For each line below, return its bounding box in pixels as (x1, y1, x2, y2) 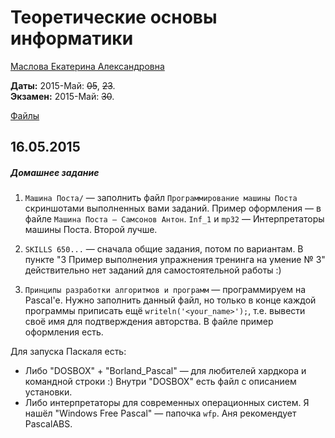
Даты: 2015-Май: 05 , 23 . (10, 79, 116, 91)
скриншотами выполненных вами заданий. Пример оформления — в (24, 202, 322, 215)
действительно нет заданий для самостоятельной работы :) (24, 264, 282, 276)
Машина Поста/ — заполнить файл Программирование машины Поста (24, 192, 298, 204)
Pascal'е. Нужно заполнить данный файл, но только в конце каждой (24, 294, 317, 306)
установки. (24, 386, 73, 398)
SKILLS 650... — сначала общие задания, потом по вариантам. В (24, 243, 304, 255)
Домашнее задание (10, 166, 100, 178)
